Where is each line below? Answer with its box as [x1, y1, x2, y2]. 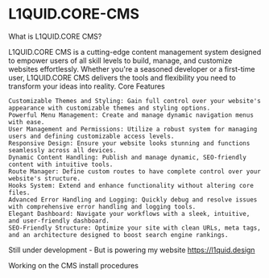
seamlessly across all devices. [8, 146, 117, 154]
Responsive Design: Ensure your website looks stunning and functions [8, 139, 250, 147]
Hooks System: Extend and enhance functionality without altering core [8, 181, 254, 189]
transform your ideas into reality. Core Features [8, 81, 165, 91]
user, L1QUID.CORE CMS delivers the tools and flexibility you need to [8, 73, 236, 82]
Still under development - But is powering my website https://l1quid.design [8, 245, 255, 255]
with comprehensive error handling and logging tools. [8, 202, 197, 210]
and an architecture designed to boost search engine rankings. [8, 230, 229, 239]
